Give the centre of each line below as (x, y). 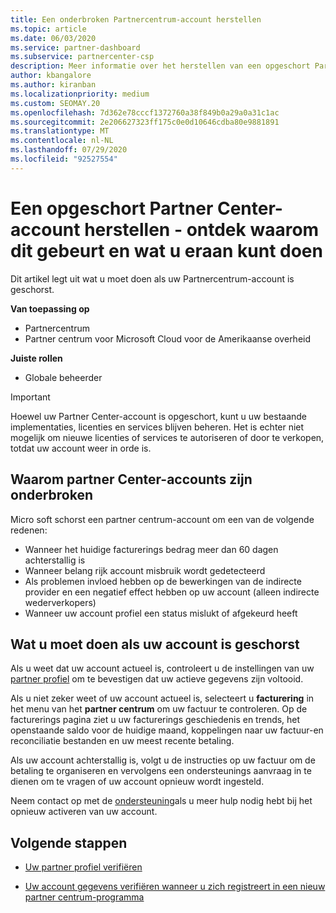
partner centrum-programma (84, 897)
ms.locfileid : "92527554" (64, 159)
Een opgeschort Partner (112, 208)
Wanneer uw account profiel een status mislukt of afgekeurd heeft (161, 613)
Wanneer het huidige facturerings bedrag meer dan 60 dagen (151, 549)
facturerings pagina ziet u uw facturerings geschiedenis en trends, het (155, 720)
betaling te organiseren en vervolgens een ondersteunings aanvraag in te (161, 771)
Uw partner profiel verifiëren (83, 867)
